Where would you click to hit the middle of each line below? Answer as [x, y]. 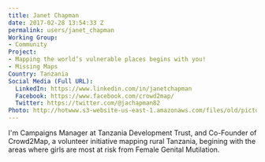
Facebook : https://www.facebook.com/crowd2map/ [95, 96]
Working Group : [33, 37]
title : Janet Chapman [44, 15]
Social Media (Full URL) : [50, 81]
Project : [22, 52]
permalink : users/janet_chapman [61, 30]
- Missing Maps [33, 67]
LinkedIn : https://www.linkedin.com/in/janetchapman [104, 88]
